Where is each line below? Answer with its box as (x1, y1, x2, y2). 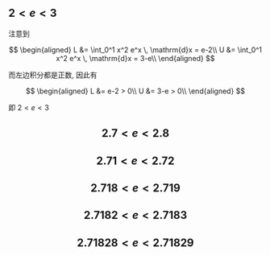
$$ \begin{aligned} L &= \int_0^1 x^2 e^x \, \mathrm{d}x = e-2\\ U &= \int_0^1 (8, 44, 263, 55)
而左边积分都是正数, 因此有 (8, 70, 98, 80)
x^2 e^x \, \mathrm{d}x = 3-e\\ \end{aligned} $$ (56, 53, 215, 63)
